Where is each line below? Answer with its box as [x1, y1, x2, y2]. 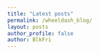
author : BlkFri [7, 36, 52, 43]
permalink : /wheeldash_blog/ [7, 17, 93, 24]
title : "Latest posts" [7, 10, 74, 18]
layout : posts [7, 23, 49, 30]
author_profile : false [7, 29, 74, 37]
